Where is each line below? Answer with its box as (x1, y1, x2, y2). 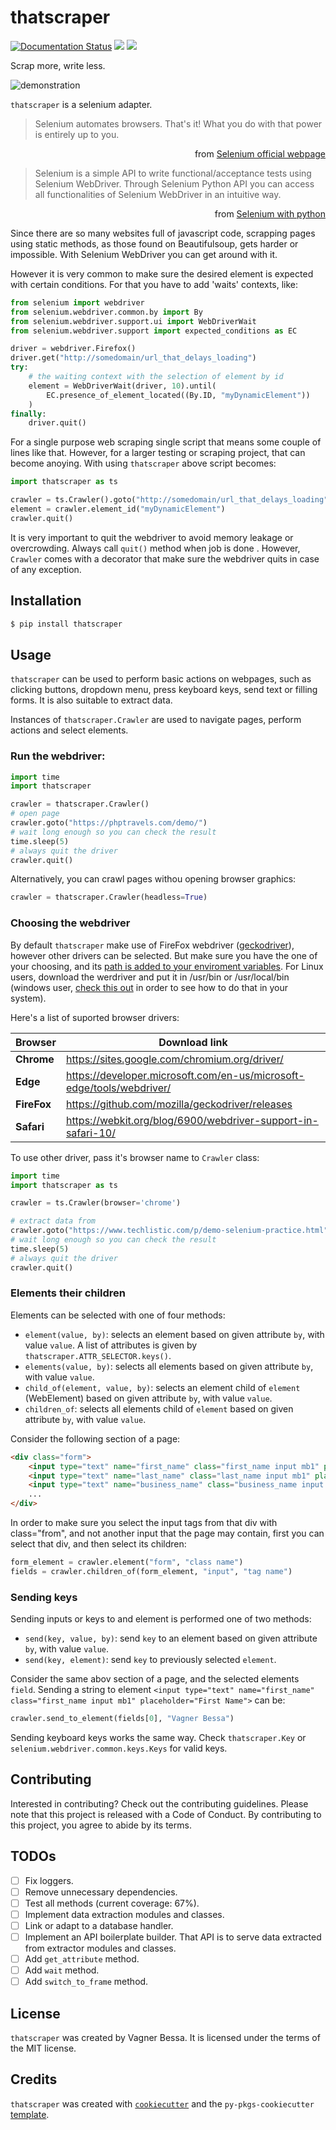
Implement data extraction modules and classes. (24, 1908, 225, 1920)
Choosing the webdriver (10, 916, 131, 930)
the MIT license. (10, 2042, 77, 2054)
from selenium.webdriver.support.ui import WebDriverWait (10, 316, 257, 326)
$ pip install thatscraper (10, 619, 123, 629)
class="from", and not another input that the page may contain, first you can (10, 1527, 325, 1540)
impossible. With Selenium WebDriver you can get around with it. (10, 248, 278, 260)
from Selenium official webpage (194, 147, 326, 160)
